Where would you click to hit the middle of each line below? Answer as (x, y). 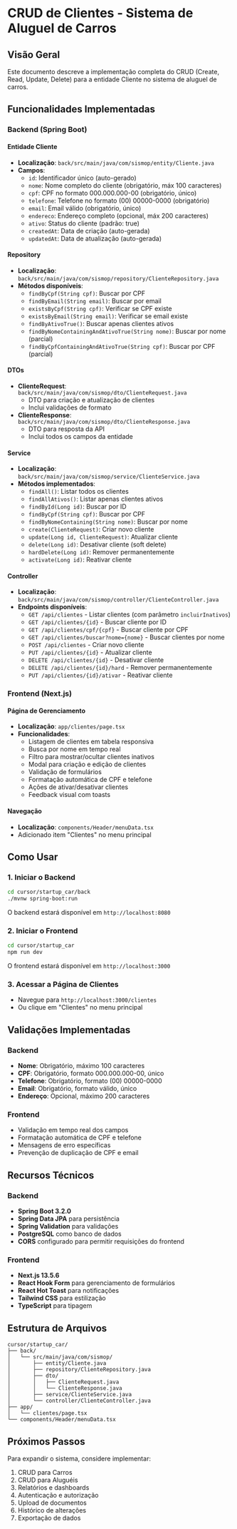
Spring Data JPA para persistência (68, 1219)
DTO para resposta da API (67, 429)
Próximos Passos (46, 1442)
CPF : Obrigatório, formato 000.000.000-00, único (91, 1073)
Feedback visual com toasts (69, 795)
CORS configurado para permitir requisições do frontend (101, 1241)
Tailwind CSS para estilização (62, 1298)
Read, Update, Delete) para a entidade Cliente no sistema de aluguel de (112, 79)
